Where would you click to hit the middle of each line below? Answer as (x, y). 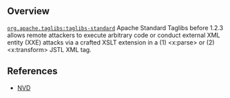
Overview (29, 11)
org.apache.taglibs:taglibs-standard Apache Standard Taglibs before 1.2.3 (115, 27)
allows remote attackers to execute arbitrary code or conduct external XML (114, 35)
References (32, 71)
